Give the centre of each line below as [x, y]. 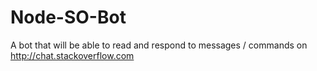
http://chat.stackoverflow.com [72, 55]
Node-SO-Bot [68, 17]
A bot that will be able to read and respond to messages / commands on [159, 45]
